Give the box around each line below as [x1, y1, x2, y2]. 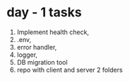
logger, [16, 50, 38, 59]
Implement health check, [16, 28, 90, 36]
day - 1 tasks [6, 4, 82, 21]
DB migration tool [16, 58, 68, 66]
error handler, [16, 43, 57, 51]
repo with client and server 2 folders [16, 65, 123, 74]
